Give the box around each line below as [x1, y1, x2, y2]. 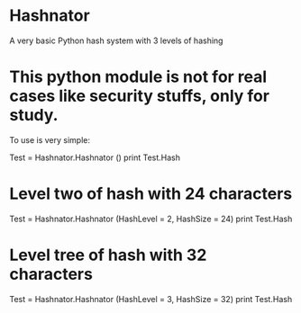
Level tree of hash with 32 [9, 245, 207, 265]
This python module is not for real [9, 67, 268, 87]
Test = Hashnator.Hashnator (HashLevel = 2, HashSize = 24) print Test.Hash [9, 213, 293, 224]
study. [9, 105, 59, 126]
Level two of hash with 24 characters [9, 183, 293, 204]
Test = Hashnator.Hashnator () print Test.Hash [9, 152, 181, 163]
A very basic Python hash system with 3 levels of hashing [9, 35, 223, 46]
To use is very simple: [9, 134, 91, 145]
